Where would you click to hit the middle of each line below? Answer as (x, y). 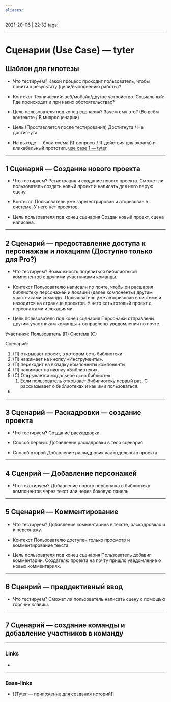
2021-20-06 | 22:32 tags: (32, 25)
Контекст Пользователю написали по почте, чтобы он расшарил (83, 287)
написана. (24, 222)
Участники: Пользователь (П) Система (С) (51, 334)
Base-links (19, 683)
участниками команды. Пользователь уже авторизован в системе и (87, 298)
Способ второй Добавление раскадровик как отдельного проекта (85, 453)
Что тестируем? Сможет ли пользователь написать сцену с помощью (89, 599)
